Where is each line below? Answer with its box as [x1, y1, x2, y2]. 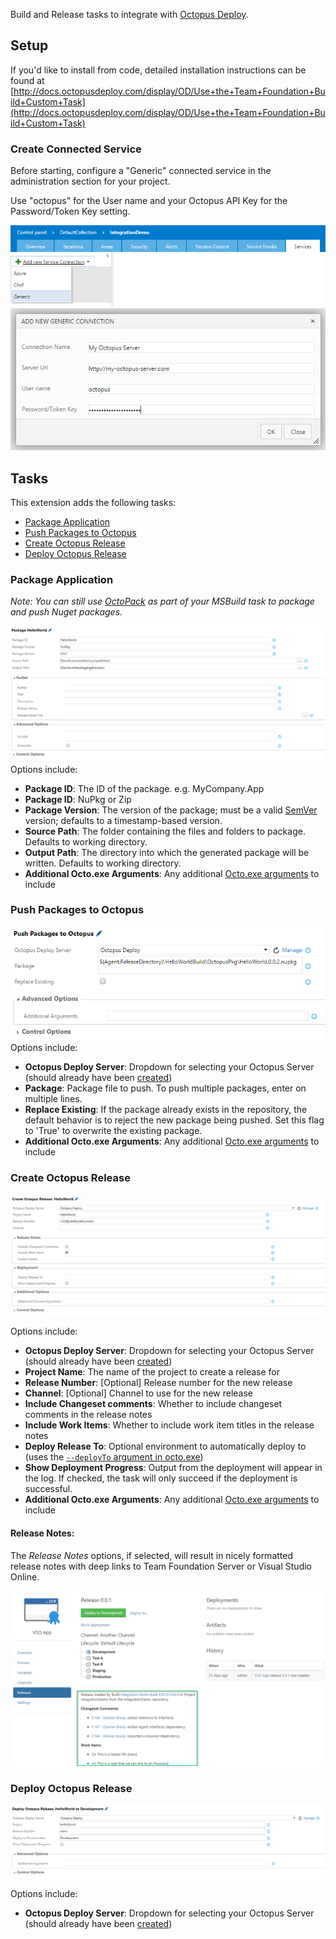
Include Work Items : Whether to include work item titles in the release [24, 1419, 315, 1431]
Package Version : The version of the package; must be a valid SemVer [24, 804, 318, 816]
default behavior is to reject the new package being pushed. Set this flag [24, 1114, 325, 1126]
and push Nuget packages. [10, 606, 123, 618]
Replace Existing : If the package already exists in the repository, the [24, 1104, 308, 1116]
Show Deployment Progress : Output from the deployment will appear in [24, 1462, 323, 1474]
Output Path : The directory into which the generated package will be [24, 846, 310, 858]
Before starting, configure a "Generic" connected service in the [10, 165, 272, 177]
